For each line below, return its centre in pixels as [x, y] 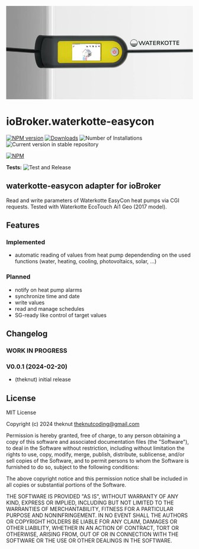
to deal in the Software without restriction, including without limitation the [95, 448]
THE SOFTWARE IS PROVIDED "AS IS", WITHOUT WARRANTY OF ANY [92, 497]
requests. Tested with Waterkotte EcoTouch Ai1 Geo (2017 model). [86, 206]
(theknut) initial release [43, 380]
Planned [18, 277]
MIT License [21, 412]
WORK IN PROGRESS [37, 351]
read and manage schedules [49, 308]
